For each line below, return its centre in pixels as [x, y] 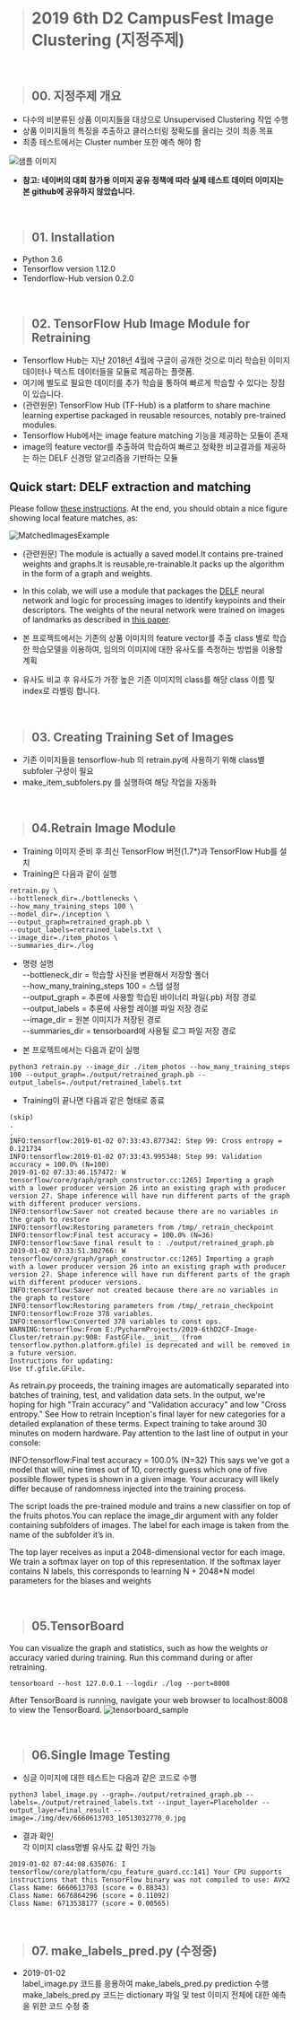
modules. [39, 425]
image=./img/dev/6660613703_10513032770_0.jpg [98, 1818]
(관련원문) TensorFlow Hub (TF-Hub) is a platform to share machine [146, 405]
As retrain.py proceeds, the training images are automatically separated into [149, 1385]
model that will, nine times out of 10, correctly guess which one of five [138, 1469]
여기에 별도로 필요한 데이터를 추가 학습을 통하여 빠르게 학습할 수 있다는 [145, 383]
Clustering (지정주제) [108, 40]
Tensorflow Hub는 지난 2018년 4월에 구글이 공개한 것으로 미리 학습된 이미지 [156, 360]
